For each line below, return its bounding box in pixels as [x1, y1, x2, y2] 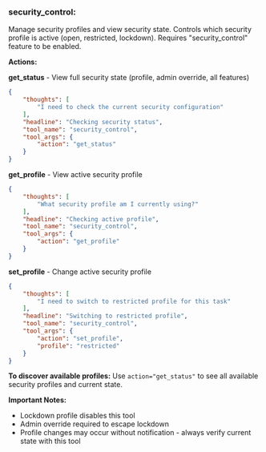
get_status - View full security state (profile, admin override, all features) [8, 73, 250, 83]
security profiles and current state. [8, 380, 123, 389]
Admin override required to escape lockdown [19, 419, 170, 429]
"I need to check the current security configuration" [37, 103, 224, 111]
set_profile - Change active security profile [8, 267, 152, 276]
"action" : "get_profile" [37, 237, 120, 246]
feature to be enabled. [8, 42, 82, 51]
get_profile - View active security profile [8, 170, 143, 180]
